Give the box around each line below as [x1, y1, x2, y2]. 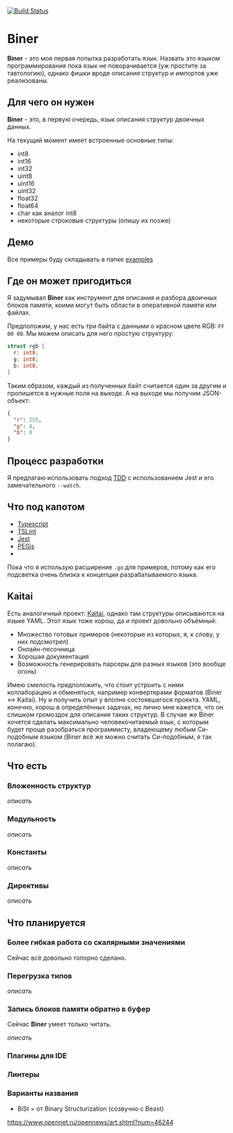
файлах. [7, 308, 31, 317]
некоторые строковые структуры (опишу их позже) [17, 216, 171, 225]
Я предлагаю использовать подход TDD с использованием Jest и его [7, 473, 214, 481]
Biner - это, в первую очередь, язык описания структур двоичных [7, 115, 205, 123]
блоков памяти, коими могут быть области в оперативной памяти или [7, 301, 217, 310]
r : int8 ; [13, 350, 39, 357]
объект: [7, 396, 31, 405]
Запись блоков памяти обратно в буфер [7, 1005, 151, 1014]
